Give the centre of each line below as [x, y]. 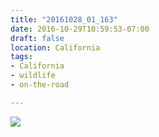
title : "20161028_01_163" [64, 19]
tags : [21, 57]
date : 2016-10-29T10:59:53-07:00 [80, 29]
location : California [55, 47]
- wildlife [33, 76]
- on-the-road [40, 85]
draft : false [37, 38]
